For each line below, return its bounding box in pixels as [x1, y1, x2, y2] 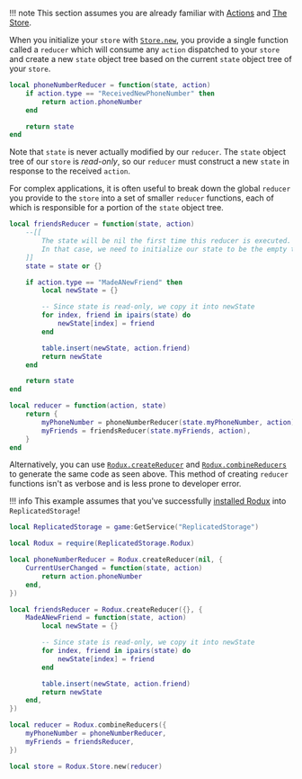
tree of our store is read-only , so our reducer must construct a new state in [9, 157, 290, 167]
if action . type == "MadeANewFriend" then [25, 278, 182, 287]
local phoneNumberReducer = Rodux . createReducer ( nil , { [9, 555, 223, 565]
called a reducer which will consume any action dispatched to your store [9, 44, 280, 55]
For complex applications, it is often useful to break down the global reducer [9, 184, 291, 194]
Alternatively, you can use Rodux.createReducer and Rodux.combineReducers [9, 459, 288, 470]
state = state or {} [25, 261, 102, 271]
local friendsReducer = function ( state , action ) [9, 219, 195, 228]
